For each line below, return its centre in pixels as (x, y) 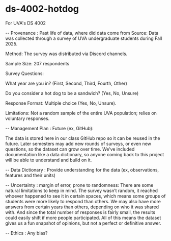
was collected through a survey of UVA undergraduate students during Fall (84, 38)
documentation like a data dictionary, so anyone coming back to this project (85, 154)
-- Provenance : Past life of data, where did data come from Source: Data (82, 33)
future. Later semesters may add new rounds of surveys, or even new (78, 143)
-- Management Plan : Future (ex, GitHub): (49, 128)
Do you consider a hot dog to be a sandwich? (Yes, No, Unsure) (72, 93)
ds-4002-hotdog (42, 9)
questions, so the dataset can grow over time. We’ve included (70, 149)
